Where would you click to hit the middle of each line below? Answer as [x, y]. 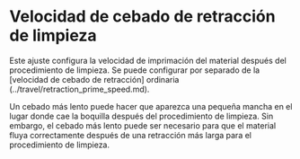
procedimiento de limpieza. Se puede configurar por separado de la [135, 70]
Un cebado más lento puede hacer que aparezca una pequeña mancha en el [151, 106]
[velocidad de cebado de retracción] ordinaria [94, 79]
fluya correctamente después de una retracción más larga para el [130, 135]
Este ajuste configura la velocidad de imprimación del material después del [148, 60]
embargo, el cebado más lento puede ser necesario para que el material [143, 125]
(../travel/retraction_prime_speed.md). [79, 89]
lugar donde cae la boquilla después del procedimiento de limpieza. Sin [141, 116]
